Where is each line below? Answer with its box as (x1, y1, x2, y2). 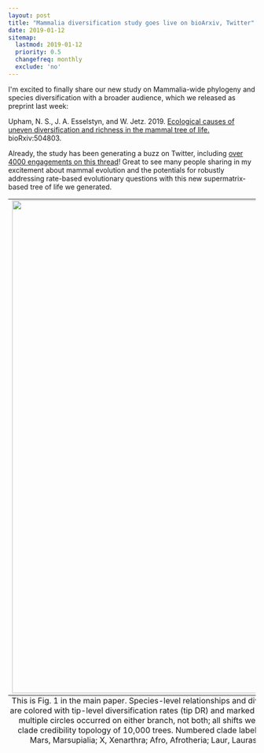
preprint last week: (8, 101, 69, 110)
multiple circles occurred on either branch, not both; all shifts (18, 714, 244, 725)
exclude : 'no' (15, 63, 61, 71)
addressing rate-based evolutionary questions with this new (8, 173, 203, 183)
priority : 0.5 (15, 48, 61, 56)
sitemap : (8, 33, 37, 42)
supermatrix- (203, 173, 246, 183)
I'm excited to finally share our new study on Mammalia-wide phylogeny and (8, 84, 255, 94)
